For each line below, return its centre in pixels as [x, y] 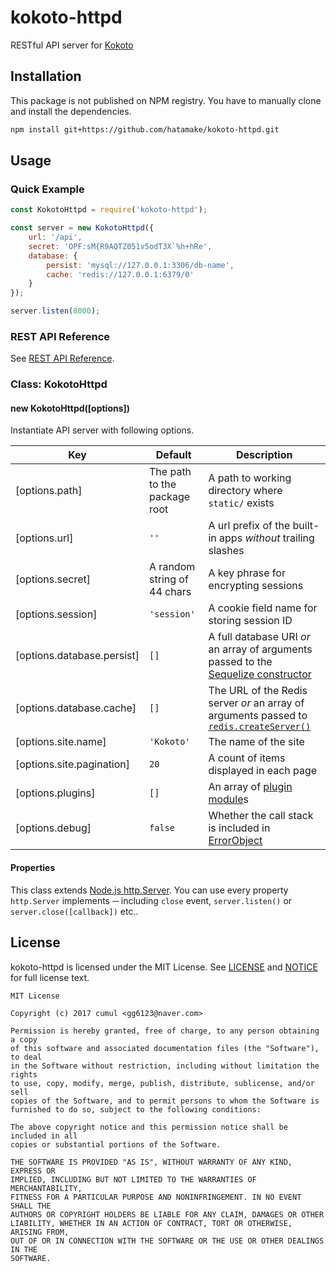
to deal [26, 1057]
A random [172, 567]
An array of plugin [250, 787]
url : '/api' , [55, 237]
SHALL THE [31, 1206]
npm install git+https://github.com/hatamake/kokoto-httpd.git [145, 129]
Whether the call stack [261, 816]
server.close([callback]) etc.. [74, 911]
